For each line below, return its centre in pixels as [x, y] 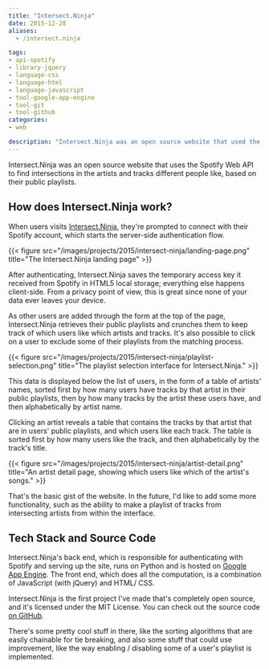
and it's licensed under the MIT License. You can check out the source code [134, 607]
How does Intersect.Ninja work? [90, 207]
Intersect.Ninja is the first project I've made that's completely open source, [132, 598]
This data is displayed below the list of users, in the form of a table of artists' [135, 381]
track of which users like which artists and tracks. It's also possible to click [132, 332]
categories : [28, 120]
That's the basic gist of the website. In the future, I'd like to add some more [132, 496]
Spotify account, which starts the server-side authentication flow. [116, 235]
